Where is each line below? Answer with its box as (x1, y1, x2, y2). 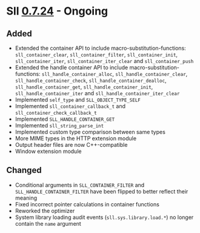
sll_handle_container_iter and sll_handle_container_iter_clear (15, 90, 180, 96)
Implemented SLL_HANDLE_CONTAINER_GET (15, 115, 115, 123)
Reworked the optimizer (15, 207, 75, 214)
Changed (6, 165, 42, 175)
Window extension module (15, 147, 82, 155)
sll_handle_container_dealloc (88, 78, 165, 84)
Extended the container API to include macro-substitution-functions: (15, 44, 186, 52)
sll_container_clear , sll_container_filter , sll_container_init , (15, 51, 178, 58)
